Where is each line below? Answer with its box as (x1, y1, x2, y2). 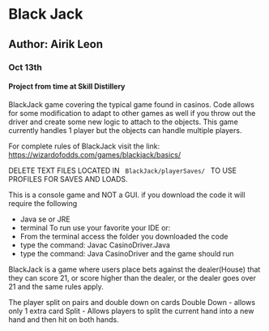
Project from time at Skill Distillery (8, 82, 126, 92)
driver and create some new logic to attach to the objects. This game (8, 117, 239, 127)
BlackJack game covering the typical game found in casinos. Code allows (8, 99, 255, 110)
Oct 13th (8, 62, 42, 73)
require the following (8, 198, 78, 208)
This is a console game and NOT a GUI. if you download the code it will (8, 190, 246, 200)
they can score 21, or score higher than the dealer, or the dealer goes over (8, 273, 257, 282)
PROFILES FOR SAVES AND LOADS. (8, 174, 128, 183)
